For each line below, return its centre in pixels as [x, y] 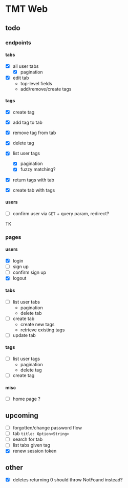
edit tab [21, 78]
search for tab [28, 439]
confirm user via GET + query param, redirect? [61, 213]
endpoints [18, 43]
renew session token [35, 451]
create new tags [37, 324]
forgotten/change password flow [47, 428]
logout [19, 278]
